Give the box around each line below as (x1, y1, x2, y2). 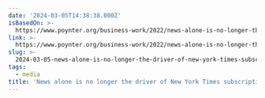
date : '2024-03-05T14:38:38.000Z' (8, 11, 122, 20)
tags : (8, 63, 26, 71)
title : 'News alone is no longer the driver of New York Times (8, 77, 221, 85)
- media (15, 70, 41, 78)
